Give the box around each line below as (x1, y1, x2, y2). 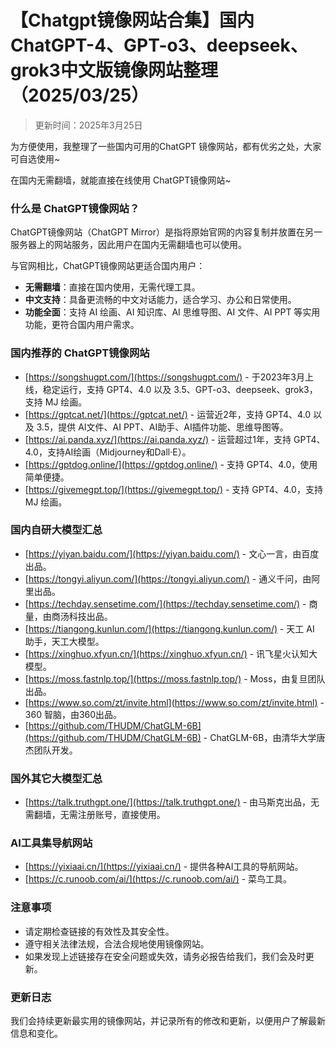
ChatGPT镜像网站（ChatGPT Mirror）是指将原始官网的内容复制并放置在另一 (10, 226, 323, 238)
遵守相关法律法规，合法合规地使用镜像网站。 (24, 937, 210, 950)
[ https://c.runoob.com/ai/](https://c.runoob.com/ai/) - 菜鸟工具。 (24, 873, 293, 885)
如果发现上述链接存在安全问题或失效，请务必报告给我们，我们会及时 (24, 950, 306, 962)
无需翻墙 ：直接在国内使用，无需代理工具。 (24, 281, 201, 293)
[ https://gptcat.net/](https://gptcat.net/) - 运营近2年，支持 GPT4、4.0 (24, 408, 312, 420)
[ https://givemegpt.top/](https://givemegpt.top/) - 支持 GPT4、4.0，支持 (24, 483, 323, 495)
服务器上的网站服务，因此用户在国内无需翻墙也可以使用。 (10, 239, 247, 251)
